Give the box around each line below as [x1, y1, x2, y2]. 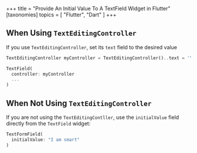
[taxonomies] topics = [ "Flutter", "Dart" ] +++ [6, 11, 117, 18]
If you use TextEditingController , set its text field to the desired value [6, 43, 178, 50]
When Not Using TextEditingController [6, 98, 152, 108]
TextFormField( [6, 131, 43, 137]
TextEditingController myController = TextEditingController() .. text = [6, 55, 185, 61]
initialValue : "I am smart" [11, 137, 80, 142]
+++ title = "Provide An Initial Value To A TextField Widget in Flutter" [6, 5, 171, 12]
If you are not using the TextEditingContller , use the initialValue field [6, 114, 179, 121]
